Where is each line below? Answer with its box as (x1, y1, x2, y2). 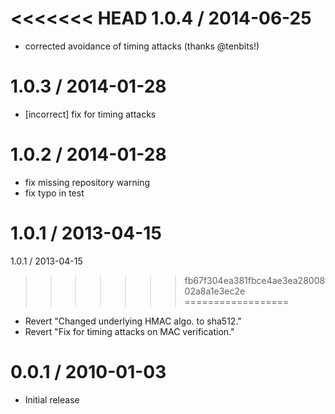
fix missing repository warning (24, 176, 150, 188)
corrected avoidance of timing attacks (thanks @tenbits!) (24, 40, 260, 52)
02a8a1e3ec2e (184, 285, 246, 297)
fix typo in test (24, 187, 85, 199)
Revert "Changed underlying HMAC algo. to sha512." (24, 315, 242, 327)
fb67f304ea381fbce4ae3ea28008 (184, 274, 326, 286)
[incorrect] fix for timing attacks (24, 108, 157, 120)
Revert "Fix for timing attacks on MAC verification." (24, 325, 235, 337)
